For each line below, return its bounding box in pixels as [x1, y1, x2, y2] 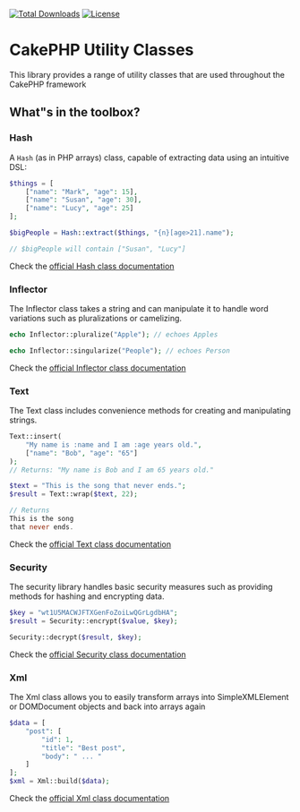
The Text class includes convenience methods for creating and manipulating [9, 406, 291, 416]
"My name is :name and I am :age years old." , [25, 440, 202, 449]
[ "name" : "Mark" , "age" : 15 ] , [25, 187, 139, 196]
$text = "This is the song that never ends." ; [9, 482, 186, 491]
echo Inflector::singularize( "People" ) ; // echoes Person [9, 346, 230, 355]
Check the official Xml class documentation [9, 793, 170, 804]
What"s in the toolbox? [9, 105, 141, 120]
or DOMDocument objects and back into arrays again [9, 701, 206, 712]
